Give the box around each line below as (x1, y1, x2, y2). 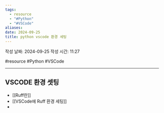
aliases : (5, 25, 23, 30)
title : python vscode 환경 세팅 (5, 35, 67, 40)
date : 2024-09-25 (5, 30, 41, 35)
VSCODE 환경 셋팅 (5, 78, 60, 87)
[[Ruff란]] (12, 92, 31, 98)
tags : (5, 7, 16, 12)
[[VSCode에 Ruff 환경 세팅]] (12, 98, 67, 104)
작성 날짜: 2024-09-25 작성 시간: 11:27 (5, 48, 80, 54)
